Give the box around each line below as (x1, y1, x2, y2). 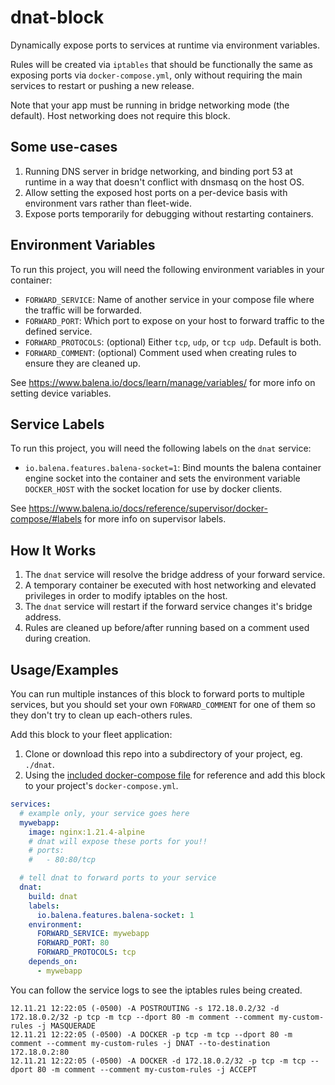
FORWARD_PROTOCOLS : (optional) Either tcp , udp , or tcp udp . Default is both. (24, 336, 322, 348)
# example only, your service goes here (19, 808, 190, 818)
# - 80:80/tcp (28, 855, 97, 865)
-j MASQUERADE (36, 1021, 97, 1031)
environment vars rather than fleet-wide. (24, 197, 193, 209)
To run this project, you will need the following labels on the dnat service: (10, 442, 312, 455)
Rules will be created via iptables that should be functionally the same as (10, 58, 313, 70)
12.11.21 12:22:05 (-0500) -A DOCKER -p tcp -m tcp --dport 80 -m (10, 1029, 293, 1040)
